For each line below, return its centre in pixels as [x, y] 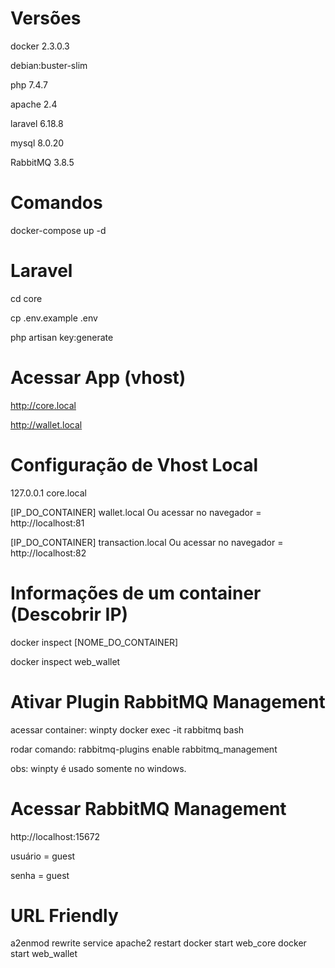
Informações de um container [136, 593]
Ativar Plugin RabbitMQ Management [168, 701]
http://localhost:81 [47, 523]
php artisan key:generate [62, 337]
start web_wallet [44, 954]
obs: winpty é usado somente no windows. [98, 768]
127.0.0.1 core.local [48, 493]
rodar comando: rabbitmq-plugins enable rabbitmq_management [144, 749]
